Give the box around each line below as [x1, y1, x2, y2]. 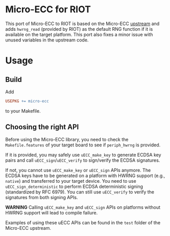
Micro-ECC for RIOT [5, 4, 91, 15]
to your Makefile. [5, 108, 41, 114]
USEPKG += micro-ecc [5, 98, 50, 103]
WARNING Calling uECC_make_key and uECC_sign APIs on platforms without [5, 204, 161, 210]
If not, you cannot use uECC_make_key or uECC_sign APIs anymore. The [5, 167, 151, 173]
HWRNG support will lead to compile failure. [5, 209, 98, 216]
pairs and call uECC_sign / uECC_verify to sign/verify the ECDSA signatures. [5, 157, 160, 163]
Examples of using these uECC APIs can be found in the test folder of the [5, 219, 161, 226]
